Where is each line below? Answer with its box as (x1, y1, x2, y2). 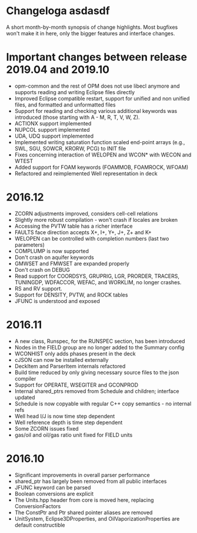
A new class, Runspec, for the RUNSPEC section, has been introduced (14, 337, 185, 345)
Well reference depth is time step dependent (14, 419, 123, 426)
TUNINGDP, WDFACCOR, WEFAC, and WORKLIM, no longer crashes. (14, 278, 182, 286)
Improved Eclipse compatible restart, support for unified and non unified (14, 95, 190, 102)
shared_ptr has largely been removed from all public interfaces (14, 478, 167, 485)
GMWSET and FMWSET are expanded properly (14, 260, 129, 267)
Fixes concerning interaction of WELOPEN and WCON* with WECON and (14, 151, 192, 158)
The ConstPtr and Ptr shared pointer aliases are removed (14, 509, 153, 516)
